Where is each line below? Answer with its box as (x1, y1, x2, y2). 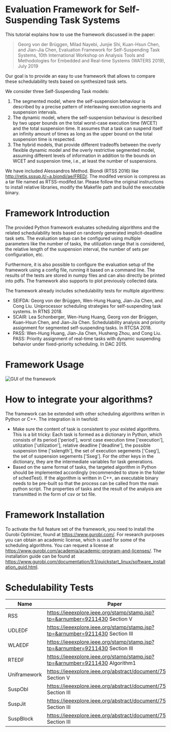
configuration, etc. (5, 251, 44, 258)
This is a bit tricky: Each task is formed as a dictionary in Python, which (12, 431, 162, 438)
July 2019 (17, 63, 39, 69)
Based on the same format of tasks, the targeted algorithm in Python (12, 464, 157, 470)
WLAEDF (8, 642, 30, 649)
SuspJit (8, 700, 26, 707)
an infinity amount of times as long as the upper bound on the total (12, 130, 153, 136)
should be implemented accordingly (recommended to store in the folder (12, 469, 165, 475)
